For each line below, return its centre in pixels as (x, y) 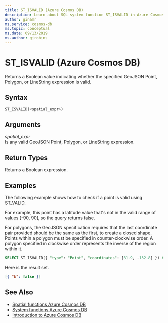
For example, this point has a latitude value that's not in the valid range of (81, 212)
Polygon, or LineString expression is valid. (48, 82)
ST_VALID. (15, 203)
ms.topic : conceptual (28, 29)
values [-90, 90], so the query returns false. (50, 218)
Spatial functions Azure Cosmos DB (49, 304)
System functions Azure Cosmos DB (50, 310)
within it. (14, 249)
